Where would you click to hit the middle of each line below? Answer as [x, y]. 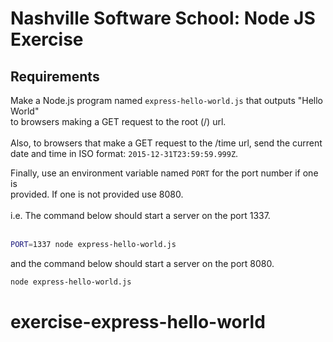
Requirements [55, 76]
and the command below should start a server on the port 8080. [142, 263]
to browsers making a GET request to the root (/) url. [118, 121]
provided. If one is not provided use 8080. [97, 194]
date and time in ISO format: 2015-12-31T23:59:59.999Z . [124, 153]
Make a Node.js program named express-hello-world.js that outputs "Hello [167, 100]
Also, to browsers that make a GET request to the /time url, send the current [166, 143]
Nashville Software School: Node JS [163, 18]
